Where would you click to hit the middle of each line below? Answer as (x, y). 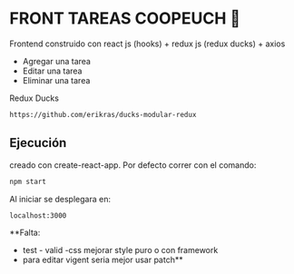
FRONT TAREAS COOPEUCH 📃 (125, 19)
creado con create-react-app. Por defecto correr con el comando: (133, 165)
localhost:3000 (38, 215)
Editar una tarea (52, 71)
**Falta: (25, 233)
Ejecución (38, 143)
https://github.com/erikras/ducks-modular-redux (103, 114)
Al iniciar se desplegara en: (60, 199)
